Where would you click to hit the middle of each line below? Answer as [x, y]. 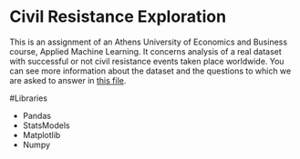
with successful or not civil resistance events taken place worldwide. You [147, 61]
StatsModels [46, 125]
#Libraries [29, 98]
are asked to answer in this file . [68, 80]
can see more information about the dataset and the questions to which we [150, 71]
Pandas [37, 115]
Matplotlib [41, 134]
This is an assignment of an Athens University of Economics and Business [149, 42]
